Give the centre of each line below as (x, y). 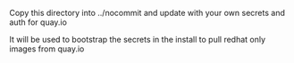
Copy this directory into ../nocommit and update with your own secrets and (147, 13)
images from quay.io (47, 49)
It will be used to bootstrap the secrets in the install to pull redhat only (138, 39)
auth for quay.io (38, 22)
